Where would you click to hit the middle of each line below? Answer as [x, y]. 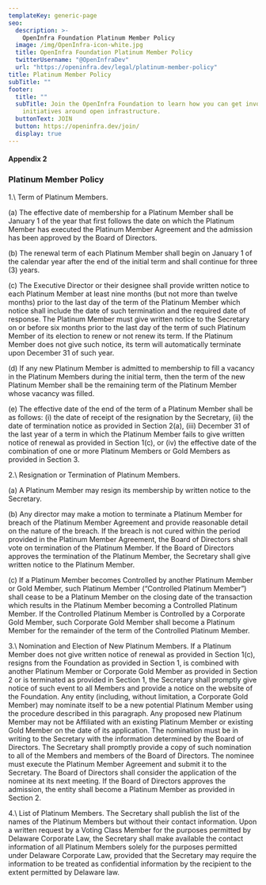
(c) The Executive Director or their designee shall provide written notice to [129, 285]
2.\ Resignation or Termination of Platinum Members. [94, 475]
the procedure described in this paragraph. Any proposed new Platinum [125, 713]
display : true [38, 133]
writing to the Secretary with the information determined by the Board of [126, 738]
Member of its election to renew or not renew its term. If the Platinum [121, 336]
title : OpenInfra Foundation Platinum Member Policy [104, 52]
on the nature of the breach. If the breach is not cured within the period [124, 531]
